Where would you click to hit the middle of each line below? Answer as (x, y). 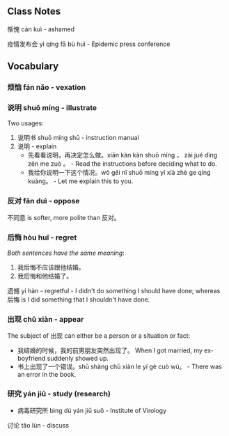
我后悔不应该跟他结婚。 (51, 267)
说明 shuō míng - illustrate (52, 108)
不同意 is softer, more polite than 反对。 (64, 217)
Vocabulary (33, 67)
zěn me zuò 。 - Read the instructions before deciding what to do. (122, 164)
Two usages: (25, 123)
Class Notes (34, 11)
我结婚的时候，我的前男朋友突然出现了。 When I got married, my (110, 350)
